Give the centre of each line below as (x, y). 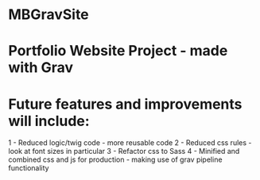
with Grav (41, 68)
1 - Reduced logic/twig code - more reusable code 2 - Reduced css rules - (130, 143)
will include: (49, 121)
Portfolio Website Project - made (118, 51)
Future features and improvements (125, 104)
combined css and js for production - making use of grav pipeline (115, 159)
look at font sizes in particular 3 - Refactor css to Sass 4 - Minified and (124, 151)
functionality (29, 168)
